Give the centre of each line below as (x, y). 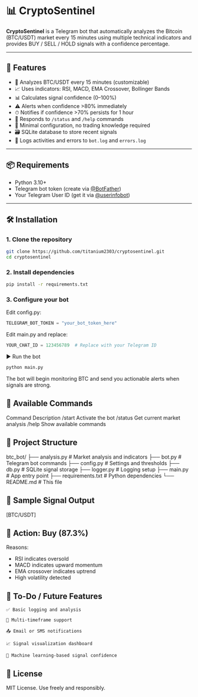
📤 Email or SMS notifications (44, 631)
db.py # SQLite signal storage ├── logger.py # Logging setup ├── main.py (97, 469)
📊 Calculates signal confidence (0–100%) (65, 97)
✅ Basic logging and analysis (44, 610)
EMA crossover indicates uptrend (55, 571)
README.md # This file (34, 482)
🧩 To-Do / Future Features (54, 596)
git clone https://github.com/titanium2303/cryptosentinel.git (85, 252)
